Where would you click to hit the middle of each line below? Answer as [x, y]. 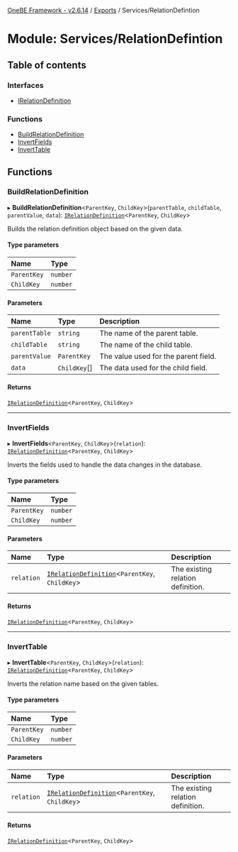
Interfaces [25, 85]
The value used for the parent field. [158, 356]
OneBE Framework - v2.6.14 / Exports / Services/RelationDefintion [104, 10]
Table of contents [47, 65]
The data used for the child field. [153, 368]
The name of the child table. [146, 345]
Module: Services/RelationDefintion [115, 39]
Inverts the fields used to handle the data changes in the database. [105, 465]
